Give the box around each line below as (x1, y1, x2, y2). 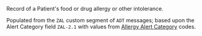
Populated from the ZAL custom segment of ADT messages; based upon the (6, 17, 195, 23)
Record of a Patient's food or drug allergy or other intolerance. (6, 5, 163, 12)
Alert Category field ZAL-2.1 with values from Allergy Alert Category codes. (6, 23, 196, 30)
